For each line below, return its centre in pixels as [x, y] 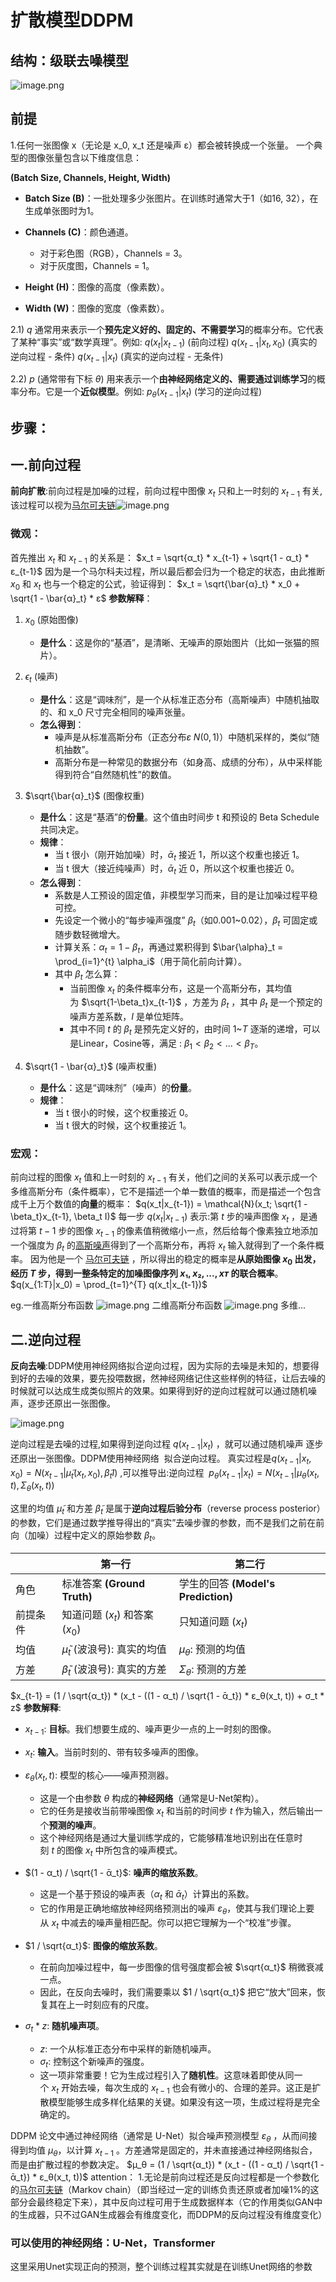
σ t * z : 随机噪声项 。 [64, 2026]
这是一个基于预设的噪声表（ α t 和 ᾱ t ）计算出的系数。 [147, 1895]
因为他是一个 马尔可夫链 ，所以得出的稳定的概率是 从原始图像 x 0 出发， [175, 1260]
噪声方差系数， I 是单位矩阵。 [129, 1017]
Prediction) [205, 1596]
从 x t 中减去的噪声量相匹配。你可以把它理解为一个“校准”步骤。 [168, 1924]
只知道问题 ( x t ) [213, 1623]
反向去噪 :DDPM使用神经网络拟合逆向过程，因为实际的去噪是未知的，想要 [160, 1365]
